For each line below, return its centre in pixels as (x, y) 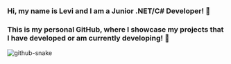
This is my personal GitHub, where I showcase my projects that (115, 29)
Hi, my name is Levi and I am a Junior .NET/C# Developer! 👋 (109, 11)
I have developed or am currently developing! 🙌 (88, 38)
